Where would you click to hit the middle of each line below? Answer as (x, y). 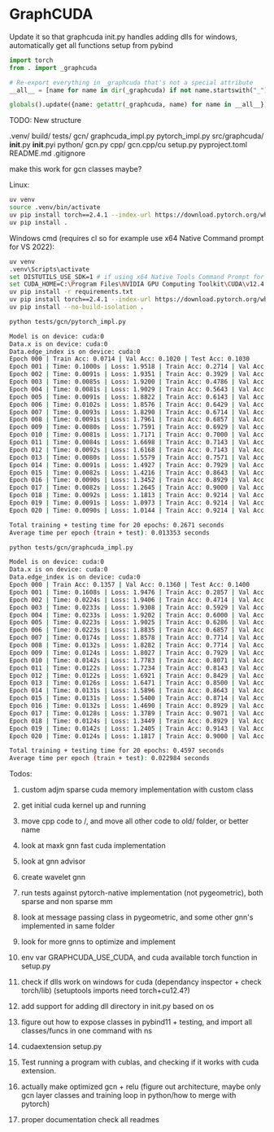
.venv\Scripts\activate (50, 269)
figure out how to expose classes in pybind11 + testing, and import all (137, 1022)
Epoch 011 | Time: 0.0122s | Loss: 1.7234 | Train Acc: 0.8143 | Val (130, 668)
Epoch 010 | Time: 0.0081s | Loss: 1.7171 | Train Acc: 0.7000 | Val (130, 435)
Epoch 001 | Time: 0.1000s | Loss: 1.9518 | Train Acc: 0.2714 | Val (130, 367)
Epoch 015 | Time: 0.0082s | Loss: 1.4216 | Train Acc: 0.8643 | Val (130, 473)
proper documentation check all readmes (90, 1120)
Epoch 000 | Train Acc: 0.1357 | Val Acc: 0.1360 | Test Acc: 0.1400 (130, 585)
